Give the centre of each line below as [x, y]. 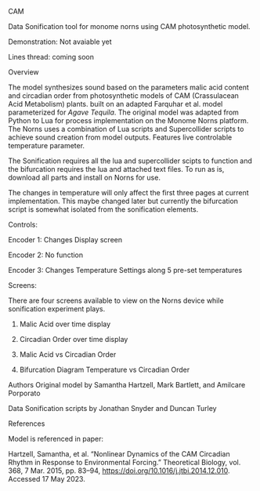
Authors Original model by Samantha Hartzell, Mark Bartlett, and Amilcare [127, 385]
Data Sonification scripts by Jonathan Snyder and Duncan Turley [112, 408]
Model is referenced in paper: [56, 439]
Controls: [23, 224]
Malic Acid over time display [65, 324]
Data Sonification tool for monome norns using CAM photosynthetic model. [129, 26]
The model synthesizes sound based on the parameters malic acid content [128, 87]
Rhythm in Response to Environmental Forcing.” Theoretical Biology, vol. [125, 462]
